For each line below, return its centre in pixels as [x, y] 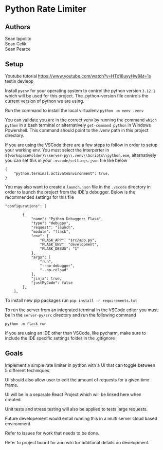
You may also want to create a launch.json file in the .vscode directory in [78, 187]
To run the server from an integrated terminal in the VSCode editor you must [81, 310]
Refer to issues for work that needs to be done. [52, 433]
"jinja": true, [46, 279]
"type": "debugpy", [51, 223]
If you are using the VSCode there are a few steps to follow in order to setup [81, 145]
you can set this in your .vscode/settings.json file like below [66, 160]
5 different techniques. [28, 370]
